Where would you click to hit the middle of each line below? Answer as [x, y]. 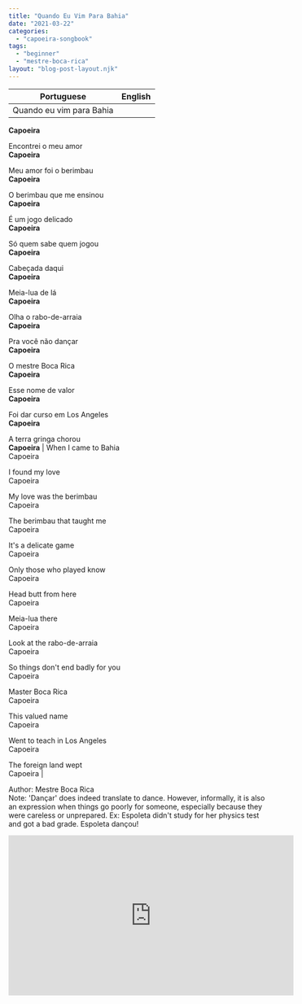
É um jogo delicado [41, 219]
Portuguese [63, 96]
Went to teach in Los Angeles [58, 740]
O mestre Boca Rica [42, 365]
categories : [28, 31]
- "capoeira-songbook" [54, 39]
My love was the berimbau [53, 496]
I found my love [35, 472]
